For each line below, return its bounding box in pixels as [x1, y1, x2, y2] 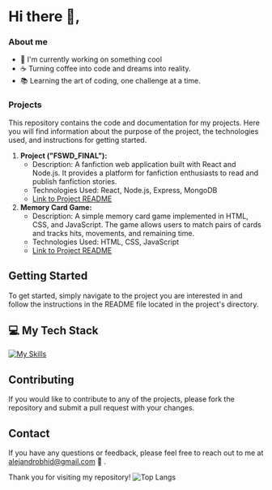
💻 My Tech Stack [8, 324, 99, 337]
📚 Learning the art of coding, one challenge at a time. [19, 76, 201, 86]
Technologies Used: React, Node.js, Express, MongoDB [32, 185, 218, 195]
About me [8, 37, 49, 48]
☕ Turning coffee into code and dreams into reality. [19, 64, 192, 74]
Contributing [8, 372, 74, 386]
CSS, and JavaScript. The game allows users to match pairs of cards [32, 219, 261, 230]
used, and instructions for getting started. [8, 135, 147, 144]
